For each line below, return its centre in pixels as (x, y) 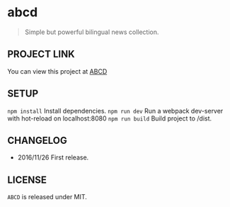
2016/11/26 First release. (53, 157)
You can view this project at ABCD (57, 71)
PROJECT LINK (41, 54)
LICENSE (27, 180)
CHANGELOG (37, 140)
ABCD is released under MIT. (47, 197)
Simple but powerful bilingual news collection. (92, 32)
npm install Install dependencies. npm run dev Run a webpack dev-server (115, 111)
